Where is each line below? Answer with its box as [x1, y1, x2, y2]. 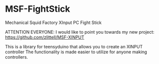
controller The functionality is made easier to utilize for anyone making [5, 49, 147, 55]
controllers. [5, 54, 28, 60]
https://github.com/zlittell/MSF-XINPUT [5, 34, 85, 40]
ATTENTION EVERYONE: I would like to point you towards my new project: [5, 29, 155, 35]
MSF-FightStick [5, 3, 70, 15]
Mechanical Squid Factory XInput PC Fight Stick [5, 20, 102, 25]
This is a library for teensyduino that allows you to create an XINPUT [5, 43, 143, 49]
